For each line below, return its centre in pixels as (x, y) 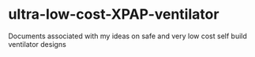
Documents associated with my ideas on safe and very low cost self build (127, 36)
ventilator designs (37, 44)
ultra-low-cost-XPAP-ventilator (114, 14)
